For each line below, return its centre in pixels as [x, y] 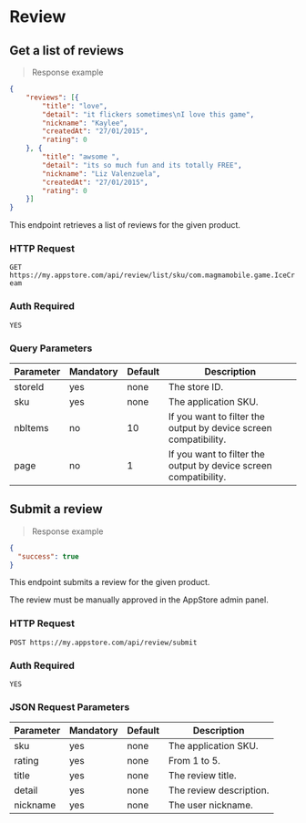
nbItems [31, 428]
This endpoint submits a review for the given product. [110, 582]
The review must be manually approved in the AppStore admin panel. [139, 600]
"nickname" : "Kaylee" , [85, 123]
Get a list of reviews [67, 51]
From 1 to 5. [194, 761]
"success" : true [48, 556]
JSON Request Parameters [70, 706]
